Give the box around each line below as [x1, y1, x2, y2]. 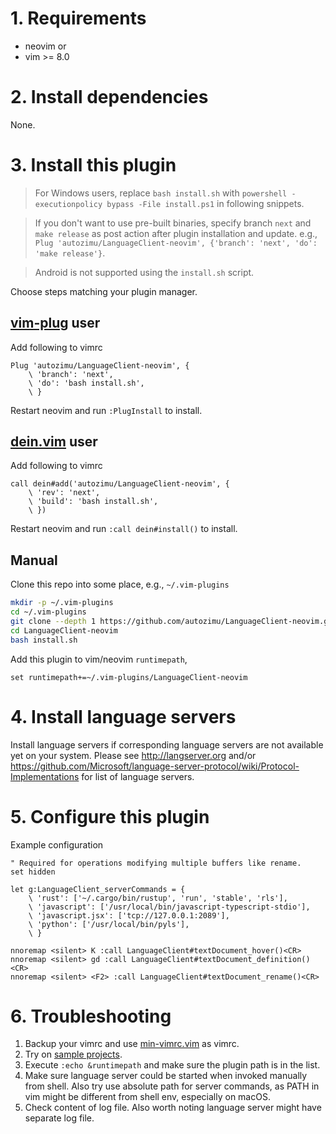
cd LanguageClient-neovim [10, 625, 118, 636]
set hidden [10, 867, 56, 877]
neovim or [24, 40, 67, 52]
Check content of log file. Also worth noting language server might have [24, 1102, 322, 1114]
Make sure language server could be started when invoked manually [24, 1070, 308, 1082]
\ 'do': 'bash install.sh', [28, 378, 145, 388]
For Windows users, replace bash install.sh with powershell [34, 187, 288, 199]
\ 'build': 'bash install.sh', [28, 497, 159, 507]
